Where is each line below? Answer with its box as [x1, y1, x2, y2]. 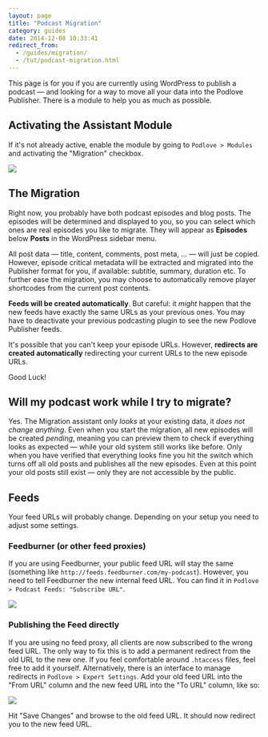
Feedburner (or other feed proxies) [8, 541, 146, 552]
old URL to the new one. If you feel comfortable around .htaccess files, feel [8, 654, 256, 664]
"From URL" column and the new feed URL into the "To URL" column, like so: [8, 680, 260, 690]
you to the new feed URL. [8, 719, 92, 729]
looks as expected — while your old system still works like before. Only [8, 442, 242, 452]
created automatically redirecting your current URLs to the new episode [8, 348, 248, 357]
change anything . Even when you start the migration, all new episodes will [8, 425, 254, 435]
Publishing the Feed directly [8, 619, 120, 630]
